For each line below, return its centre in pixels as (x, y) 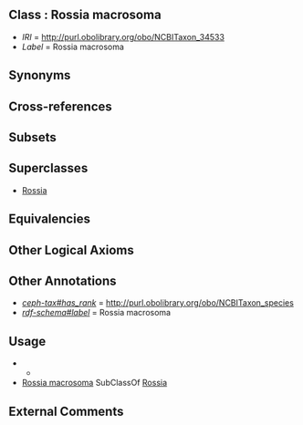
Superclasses (48, 168)
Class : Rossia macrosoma (85, 15)
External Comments (66, 411)
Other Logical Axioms (71, 250)
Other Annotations (63, 280)
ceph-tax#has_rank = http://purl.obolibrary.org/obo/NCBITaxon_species (157, 303)
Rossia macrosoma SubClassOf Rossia (94, 383)
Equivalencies (49, 219)
